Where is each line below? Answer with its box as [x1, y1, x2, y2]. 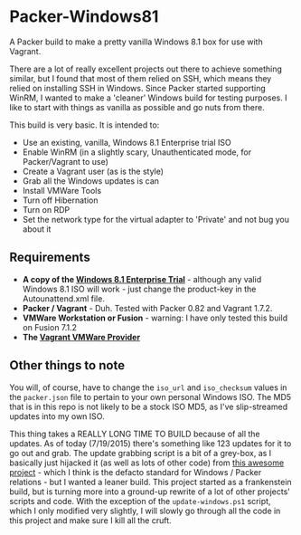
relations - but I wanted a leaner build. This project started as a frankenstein [9, 476, 292, 487]
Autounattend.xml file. [22, 292, 106, 304]
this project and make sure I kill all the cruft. [9, 514, 172, 526]
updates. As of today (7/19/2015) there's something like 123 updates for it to [9, 437, 292, 449]
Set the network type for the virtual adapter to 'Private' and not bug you [22, 214, 289, 225]
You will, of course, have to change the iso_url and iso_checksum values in [9, 382, 287, 393]
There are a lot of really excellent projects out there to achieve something [9, 63, 283, 74]
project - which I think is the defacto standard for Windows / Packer [9, 466, 262, 477]
